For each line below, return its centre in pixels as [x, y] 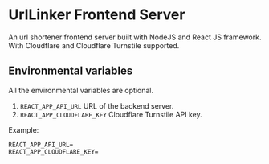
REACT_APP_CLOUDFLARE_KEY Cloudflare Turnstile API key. [111, 114]
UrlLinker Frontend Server [97, 15]
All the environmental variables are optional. [81, 90]
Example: [24, 129]
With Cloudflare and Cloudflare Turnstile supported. [94, 45]
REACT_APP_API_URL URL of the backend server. [97, 105]
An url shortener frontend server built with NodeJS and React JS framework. [135, 37]
